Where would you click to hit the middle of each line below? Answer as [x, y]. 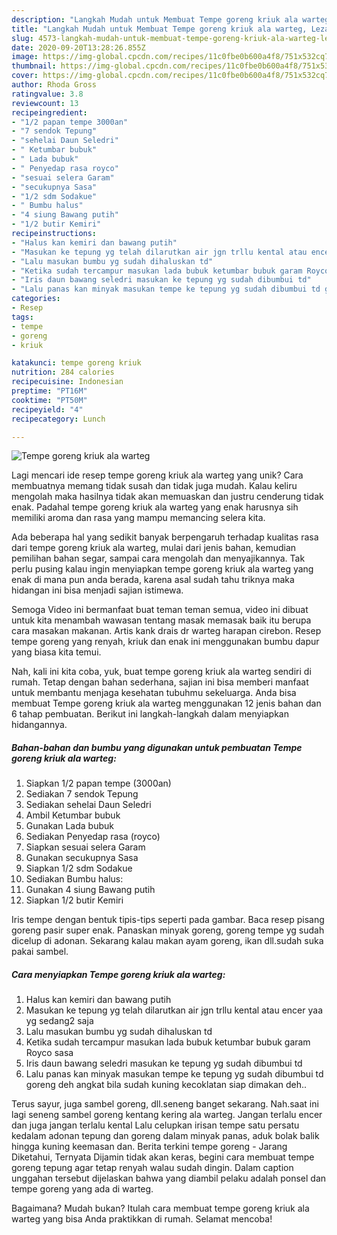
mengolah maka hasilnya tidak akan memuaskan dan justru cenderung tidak [167, 497]
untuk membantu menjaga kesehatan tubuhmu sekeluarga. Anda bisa [154, 693]
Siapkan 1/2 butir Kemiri [74, 900]
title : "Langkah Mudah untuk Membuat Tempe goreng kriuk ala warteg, [159, 29]
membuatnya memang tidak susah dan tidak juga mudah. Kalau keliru [154, 486]
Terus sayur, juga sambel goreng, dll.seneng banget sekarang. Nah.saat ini [165, 1104]
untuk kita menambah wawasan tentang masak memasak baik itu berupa [161, 620]
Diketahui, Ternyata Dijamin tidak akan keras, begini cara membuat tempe [163, 1157]
